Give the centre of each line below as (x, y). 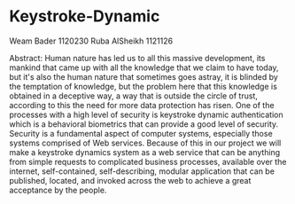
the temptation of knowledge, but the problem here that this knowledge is (143, 86)
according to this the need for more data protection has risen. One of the (142, 105)
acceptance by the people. (58, 190)
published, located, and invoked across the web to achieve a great (130, 180)
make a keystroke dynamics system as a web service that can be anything (145, 152)
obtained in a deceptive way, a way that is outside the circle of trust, (134, 96)
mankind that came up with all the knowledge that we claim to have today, (144, 67)
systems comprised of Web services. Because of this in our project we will (145, 143)
